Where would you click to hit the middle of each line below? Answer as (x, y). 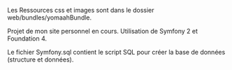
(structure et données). (41, 59)
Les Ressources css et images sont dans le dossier (81, 10)
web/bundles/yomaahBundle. (50, 17)
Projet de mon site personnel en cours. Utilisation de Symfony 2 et (102, 31)
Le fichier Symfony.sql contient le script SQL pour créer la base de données (116, 52)
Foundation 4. (27, 38)
